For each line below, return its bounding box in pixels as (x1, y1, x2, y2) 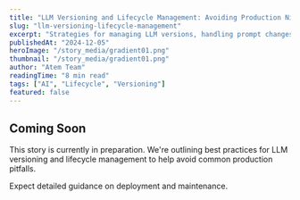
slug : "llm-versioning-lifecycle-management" (9, 21, 181, 30)
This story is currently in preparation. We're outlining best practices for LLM (9, 145, 288, 155)
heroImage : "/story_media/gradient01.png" (9, 46, 170, 55)
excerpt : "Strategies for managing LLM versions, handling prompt (9, 29, 262, 38)
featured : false (9, 87, 70, 96)
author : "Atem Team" (9, 63, 87, 72)
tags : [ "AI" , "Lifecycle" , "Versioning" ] (9, 79, 166, 88)
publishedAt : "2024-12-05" (9, 37, 110, 47)
